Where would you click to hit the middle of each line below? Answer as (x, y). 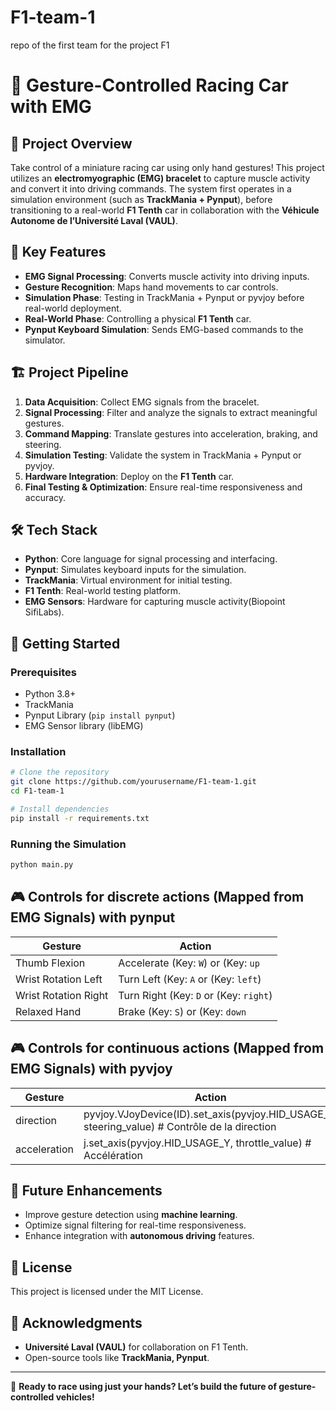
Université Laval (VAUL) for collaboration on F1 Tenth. (136, 1347)
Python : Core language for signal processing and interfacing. (151, 559)
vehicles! (75, 1397)
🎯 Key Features (58, 252)
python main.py (42, 865)
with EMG (51, 107)
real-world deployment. (73, 308)
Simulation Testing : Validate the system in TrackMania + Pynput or (163, 455)
